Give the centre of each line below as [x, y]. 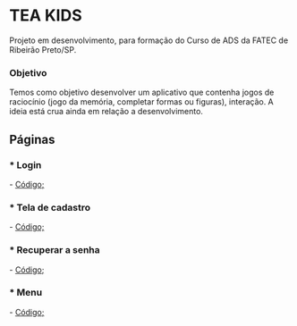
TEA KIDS [46, 16]
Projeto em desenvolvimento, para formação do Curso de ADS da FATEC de [149, 40]
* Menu [26, 293]
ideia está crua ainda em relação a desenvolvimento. [106, 112]
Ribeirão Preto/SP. [43, 49]
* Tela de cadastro [50, 207]
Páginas [32, 139]
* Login [25, 164]
